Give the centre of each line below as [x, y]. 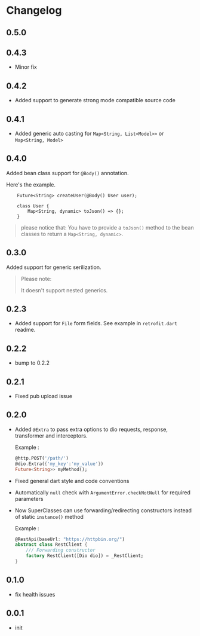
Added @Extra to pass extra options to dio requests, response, [91, 429]
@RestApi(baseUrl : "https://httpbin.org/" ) [70, 539]
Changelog [34, 10]
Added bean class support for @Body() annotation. [68, 173]
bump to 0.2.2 [32, 363]
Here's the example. [31, 184]
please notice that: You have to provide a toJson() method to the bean [107, 227]
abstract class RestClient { [51, 545]
